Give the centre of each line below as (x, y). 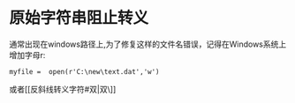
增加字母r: (27, 55)
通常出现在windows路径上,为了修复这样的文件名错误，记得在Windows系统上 (148, 44)
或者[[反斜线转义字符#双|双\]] (63, 89)
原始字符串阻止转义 (79, 18)
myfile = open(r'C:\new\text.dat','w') (85, 71)
